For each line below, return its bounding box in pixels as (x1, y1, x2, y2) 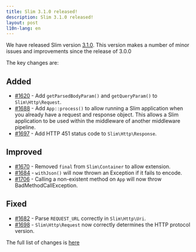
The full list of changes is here (6, 238, 80, 246)
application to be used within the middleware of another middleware (14, 117, 181, 125)
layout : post (6, 20, 38, 25)
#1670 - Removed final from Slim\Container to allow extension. (14, 162, 171, 170)
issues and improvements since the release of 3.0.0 (6, 48, 132, 55)
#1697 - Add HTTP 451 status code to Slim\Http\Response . (14, 130, 157, 137)
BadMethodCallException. (14, 181, 79, 189)
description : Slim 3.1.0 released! (6, 14, 94, 20)
